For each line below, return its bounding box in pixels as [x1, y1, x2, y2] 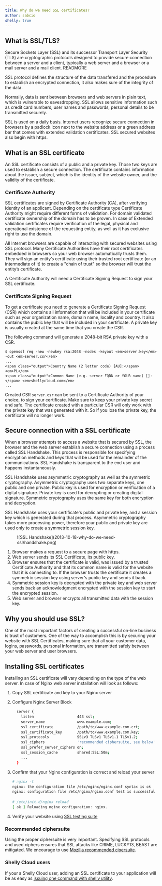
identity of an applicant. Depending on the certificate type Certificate [5, 205, 143, 211]
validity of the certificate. [5, 177, 55, 183]
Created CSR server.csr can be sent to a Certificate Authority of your [5, 391, 144, 398]
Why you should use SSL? [5, 615, 85, 623]
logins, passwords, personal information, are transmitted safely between [5, 643, 149, 649]
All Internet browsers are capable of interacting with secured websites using [5, 240, 157, 246]
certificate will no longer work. [5, 412, 66, 418]
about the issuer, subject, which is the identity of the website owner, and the [5, 172, 157, 177]
